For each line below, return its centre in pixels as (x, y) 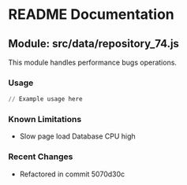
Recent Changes (41, 157)
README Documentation (92, 15)
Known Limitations (45, 120)
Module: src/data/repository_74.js (94, 44)
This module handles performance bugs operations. (93, 62)
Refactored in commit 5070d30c (72, 174)
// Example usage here (45, 99)
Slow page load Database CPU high (77, 136)
